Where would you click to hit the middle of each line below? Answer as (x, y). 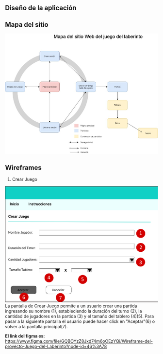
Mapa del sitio (27, 25)
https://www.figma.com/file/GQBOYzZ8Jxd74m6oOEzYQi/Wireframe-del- (79, 341)
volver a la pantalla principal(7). (36, 326)
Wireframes (24, 168)
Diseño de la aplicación (41, 8)
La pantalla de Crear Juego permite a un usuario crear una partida (71, 306)
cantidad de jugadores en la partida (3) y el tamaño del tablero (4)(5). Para (80, 316)
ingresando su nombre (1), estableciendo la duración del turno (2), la (73, 311)
